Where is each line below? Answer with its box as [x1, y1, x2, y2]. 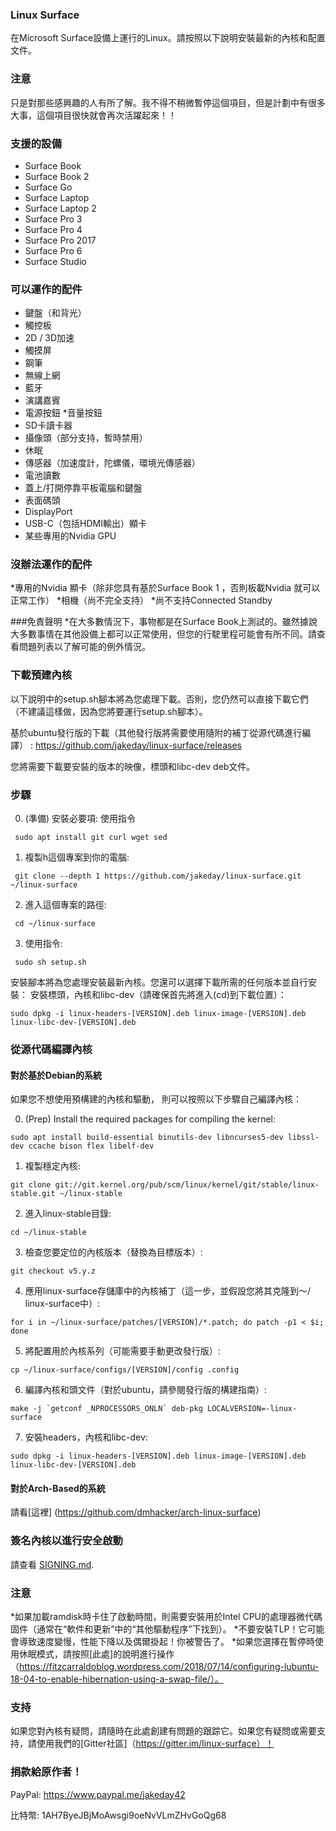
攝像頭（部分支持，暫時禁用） [24, 432, 148, 444]
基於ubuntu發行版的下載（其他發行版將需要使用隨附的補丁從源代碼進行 [10, 726, 303, 738]
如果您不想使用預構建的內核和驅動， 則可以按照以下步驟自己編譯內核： [10, 1093, 302, 1105]
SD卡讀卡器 [24, 419, 73, 432]
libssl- [287, 1133, 320, 1143]
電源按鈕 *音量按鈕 [24, 407, 103, 419]
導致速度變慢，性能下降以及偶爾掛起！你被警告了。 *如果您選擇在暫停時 [18, 1636, 315, 1647]
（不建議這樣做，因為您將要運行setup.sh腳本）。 [10, 705, 208, 717]
